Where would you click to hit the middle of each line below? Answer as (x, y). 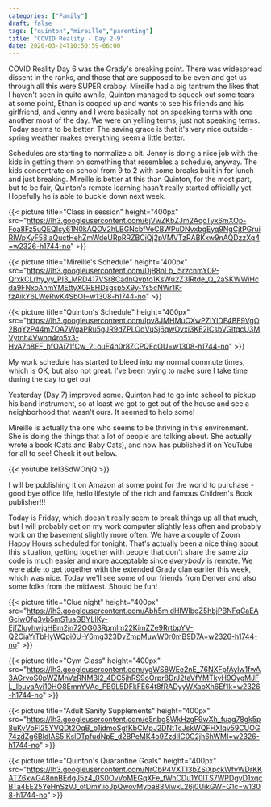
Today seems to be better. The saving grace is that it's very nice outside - (131, 129)
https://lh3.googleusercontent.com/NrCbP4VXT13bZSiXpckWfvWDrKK (145, 770)
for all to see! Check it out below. (63, 454)
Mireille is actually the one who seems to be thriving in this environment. (128, 428)
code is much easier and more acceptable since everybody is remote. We (131, 561)
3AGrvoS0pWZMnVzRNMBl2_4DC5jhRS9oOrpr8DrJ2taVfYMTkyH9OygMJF (134, 678)
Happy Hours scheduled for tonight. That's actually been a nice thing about (133, 543)
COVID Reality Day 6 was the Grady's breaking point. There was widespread (135, 69)
